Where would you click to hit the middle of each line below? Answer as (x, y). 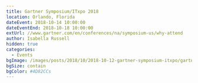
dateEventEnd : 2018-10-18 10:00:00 (50, 28)
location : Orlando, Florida (41, 17)
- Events (22, 55)
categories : (21, 50)
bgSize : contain (26, 66)
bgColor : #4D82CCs (29, 71)
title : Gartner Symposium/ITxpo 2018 (52, 11)
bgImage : (17, 60)
